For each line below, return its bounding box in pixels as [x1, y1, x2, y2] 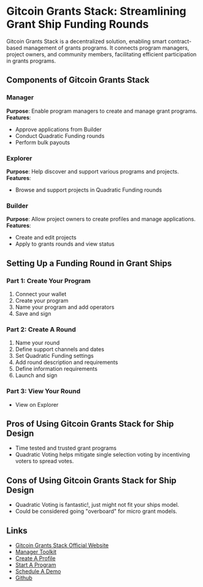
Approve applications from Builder [15, 126, 102, 133]
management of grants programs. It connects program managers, [23, 44, 190, 51]
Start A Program [15, 561, 56, 568]
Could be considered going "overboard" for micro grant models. [15, 507, 178, 515]
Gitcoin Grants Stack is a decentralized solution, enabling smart [6, 37, 167, 45]
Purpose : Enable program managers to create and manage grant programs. [6, 107, 197, 115]
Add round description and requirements [15, 358, 118, 366]
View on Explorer [15, 401, 59, 408]
